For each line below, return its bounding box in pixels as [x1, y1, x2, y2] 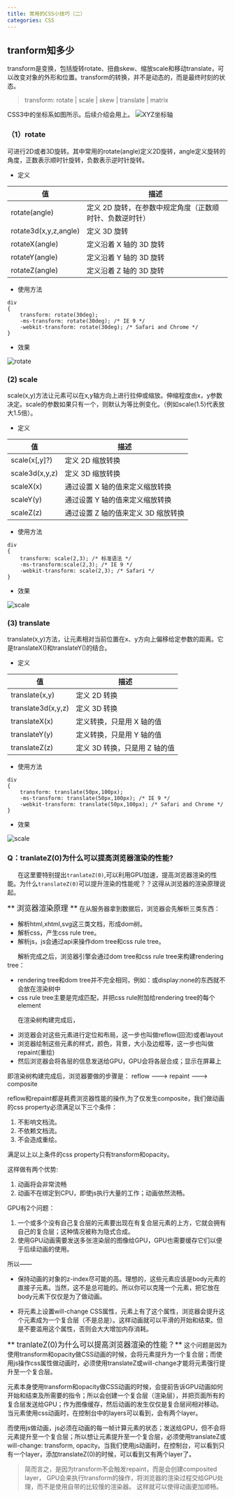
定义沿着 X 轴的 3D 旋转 [86, 239, 165, 249]
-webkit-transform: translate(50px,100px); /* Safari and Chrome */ [20, 801, 224, 808]
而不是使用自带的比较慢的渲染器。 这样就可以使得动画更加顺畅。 [36, 1482, 222, 1491]
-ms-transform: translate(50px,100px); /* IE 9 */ [20, 795, 171, 802]
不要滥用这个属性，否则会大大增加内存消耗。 [23, 1325, 152, 1333]
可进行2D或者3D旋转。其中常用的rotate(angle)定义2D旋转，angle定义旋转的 [7, 147, 226, 155]
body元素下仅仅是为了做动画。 [17, 1292, 106, 1301]
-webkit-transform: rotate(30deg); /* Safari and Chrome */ [20, 323, 199, 330]
